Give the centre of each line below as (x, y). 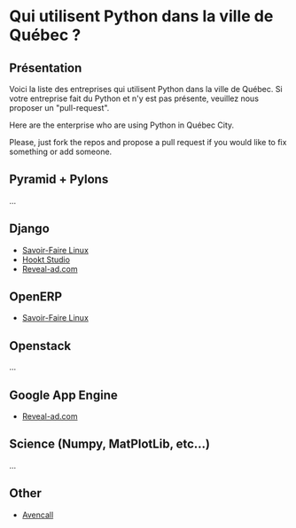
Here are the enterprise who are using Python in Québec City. (122, 125)
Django (30, 229)
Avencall (38, 515)
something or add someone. (61, 151)
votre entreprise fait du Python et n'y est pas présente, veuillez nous (134, 98)
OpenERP (36, 297)
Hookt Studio (46, 260)
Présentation (46, 68)
